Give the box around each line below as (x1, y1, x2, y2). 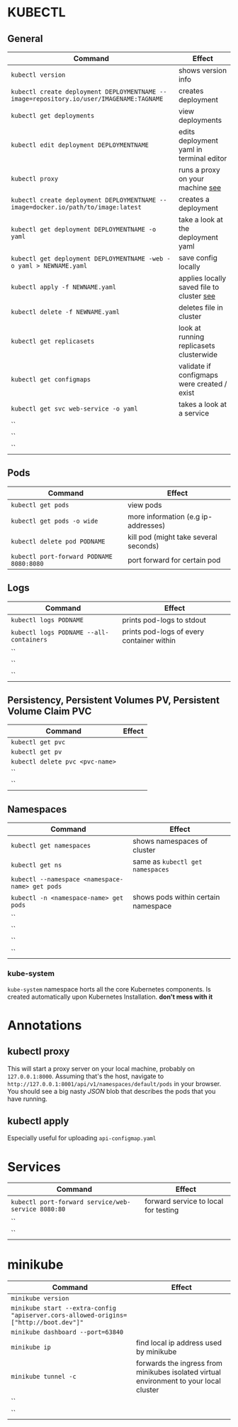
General (7, 33, 44, 45)
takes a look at (178, 399, 227, 409)
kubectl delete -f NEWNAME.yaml (11, 308, 120, 316)
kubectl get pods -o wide (11, 516, 98, 525)
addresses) (127, 520, 166, 530)
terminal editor (178, 153, 227, 163)
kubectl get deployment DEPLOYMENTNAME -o (11, 225, 157, 233)
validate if (178, 362, 211, 371)
